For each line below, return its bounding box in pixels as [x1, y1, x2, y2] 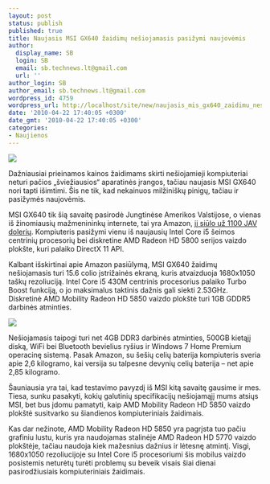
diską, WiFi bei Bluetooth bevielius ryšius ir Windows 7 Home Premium [8, 341, 242, 351]
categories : [8, 124, 48, 132]
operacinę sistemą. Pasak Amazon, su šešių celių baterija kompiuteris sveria [8, 350, 261, 359]
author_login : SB [8, 79, 67, 87]
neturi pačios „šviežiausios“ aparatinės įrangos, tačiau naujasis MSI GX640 [8, 177, 256, 187]
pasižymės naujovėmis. [8, 194, 86, 203]
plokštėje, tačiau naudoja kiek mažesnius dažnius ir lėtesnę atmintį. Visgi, [8, 441, 252, 450]
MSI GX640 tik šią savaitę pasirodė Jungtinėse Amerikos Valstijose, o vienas [8, 210, 261, 219]
